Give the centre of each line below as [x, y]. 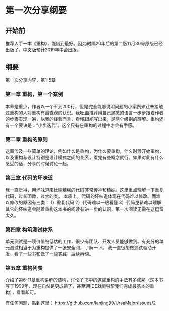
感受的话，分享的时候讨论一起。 [38, 164]
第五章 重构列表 [24, 268]
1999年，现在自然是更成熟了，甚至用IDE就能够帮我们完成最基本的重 [84, 286]
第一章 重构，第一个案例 [34, 94]
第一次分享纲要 [36, 10]
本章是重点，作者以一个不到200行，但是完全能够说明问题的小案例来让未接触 [84, 107]
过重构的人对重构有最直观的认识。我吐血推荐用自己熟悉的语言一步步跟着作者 [84, 113]
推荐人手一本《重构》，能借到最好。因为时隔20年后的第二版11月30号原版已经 [84, 43]
